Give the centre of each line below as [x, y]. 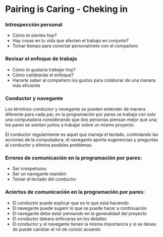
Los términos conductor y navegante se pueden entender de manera [75, 109]
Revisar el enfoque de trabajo [41, 59]
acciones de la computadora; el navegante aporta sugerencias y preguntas [82, 140]
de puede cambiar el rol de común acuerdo [56, 229]
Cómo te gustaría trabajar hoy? [44, 69]
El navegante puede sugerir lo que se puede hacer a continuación [80, 208]
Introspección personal [34, 25]
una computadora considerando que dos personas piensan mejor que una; [81, 119]
